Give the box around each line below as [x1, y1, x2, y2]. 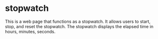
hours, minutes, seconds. [5, 29, 56, 34]
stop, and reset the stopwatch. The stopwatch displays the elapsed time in [5, 23, 154, 29]
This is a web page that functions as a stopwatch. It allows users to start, [5, 19, 151, 24]
